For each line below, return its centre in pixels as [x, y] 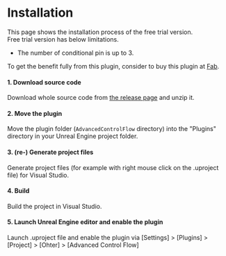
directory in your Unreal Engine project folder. [73, 136]
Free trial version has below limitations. [63, 39]
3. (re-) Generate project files [50, 152]
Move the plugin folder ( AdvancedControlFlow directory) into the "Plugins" [112, 129]
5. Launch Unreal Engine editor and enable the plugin [85, 222]
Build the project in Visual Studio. [55, 206]
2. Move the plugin [35, 113]
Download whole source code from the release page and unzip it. [101, 98]
